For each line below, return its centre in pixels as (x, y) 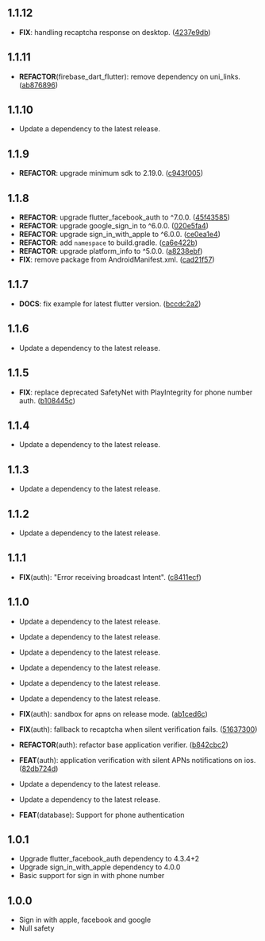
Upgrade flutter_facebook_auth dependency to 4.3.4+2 (109, 859)
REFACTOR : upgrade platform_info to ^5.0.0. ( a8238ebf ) (111, 251)
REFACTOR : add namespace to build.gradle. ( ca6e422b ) (108, 243)
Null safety (36, 928)
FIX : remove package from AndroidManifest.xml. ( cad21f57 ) (117, 260)
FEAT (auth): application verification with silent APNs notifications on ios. (137, 760)
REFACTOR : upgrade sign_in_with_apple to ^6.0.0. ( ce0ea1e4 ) (120, 235)
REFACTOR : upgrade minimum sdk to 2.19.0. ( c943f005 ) (111, 173)
